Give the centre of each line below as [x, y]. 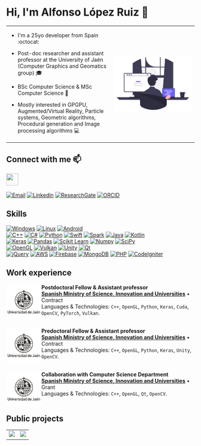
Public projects [35, 419]
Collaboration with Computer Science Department [105, 374]
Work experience [39, 273]
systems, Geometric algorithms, [57, 117]
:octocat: [29, 41]
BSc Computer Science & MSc [55, 86]
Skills [16, 214]
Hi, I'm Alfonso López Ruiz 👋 [77, 12]
